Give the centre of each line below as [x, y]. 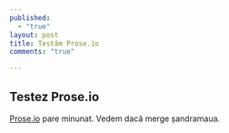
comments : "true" [42, 52]
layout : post [34, 35]
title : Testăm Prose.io [55, 43]
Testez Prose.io [55, 97]
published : [30, 18]
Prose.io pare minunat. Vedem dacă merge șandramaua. [115, 118]
